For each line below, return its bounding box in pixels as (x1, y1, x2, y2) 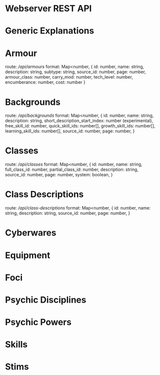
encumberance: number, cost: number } (5, 79, 86, 85)
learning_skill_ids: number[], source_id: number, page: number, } (5, 128, 135, 134)
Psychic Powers (5, 317, 72, 328)
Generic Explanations (5, 25, 94, 37)
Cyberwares (5, 228, 56, 238)
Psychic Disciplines (5, 294, 87, 305)
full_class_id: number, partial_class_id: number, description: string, (5, 167, 138, 172)
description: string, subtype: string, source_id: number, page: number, (5, 69, 146, 75)
